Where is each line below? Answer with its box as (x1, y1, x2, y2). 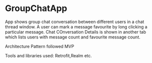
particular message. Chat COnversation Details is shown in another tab (5, 29, 146, 35)
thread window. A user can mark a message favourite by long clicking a (5, 24, 148, 29)
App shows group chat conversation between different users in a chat (5, 19, 144, 25)
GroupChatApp (5, 3, 67, 14)
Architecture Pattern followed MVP (5, 43, 74, 49)
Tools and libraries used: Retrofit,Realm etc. (5, 52, 92, 58)
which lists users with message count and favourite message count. (5, 34, 140, 40)
